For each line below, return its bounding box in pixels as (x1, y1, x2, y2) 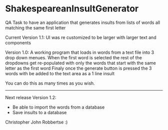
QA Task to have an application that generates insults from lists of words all (5, 19, 160, 25)
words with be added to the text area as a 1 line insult (5, 70, 115, 76)
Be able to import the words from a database (12, 104, 105, 110)
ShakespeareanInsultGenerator (5, 3, 139, 14)
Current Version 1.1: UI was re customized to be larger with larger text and (5, 34, 156, 40)
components (5, 39, 31, 45)
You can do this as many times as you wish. (5, 80, 95, 86)
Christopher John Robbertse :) (5, 119, 68, 125)
